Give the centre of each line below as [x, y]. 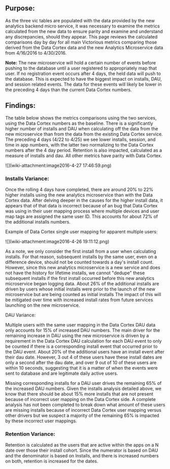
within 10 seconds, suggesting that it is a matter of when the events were [82, 368]
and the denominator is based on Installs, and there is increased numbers [82, 456]
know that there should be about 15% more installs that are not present [79, 394]
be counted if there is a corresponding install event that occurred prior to [82, 346]
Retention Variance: [30, 434]
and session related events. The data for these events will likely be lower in [83, 84]
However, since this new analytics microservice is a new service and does [83, 267]
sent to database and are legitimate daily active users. [62, 373]
